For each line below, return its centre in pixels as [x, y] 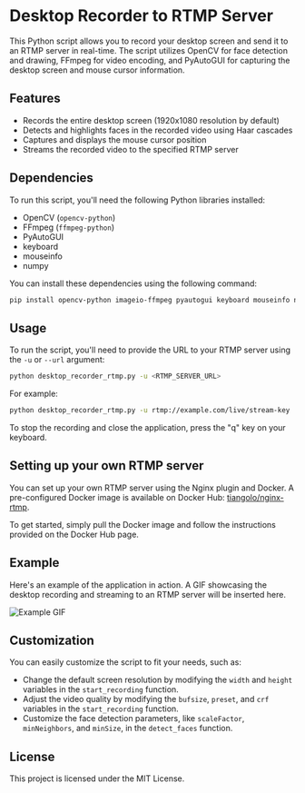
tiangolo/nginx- [255, 497]
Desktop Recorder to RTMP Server [142, 16]
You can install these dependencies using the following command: [133, 283]
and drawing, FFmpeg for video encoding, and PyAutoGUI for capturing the [150, 60]
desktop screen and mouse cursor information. [97, 70]
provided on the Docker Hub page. [74, 534]
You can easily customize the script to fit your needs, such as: [126, 662]
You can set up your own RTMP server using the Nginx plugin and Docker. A [152, 488]
